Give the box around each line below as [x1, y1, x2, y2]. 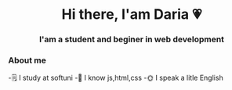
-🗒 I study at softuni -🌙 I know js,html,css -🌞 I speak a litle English [8, 73, 223, 83]
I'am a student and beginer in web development [38, 34, 225, 45]
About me [8, 55, 47, 66]
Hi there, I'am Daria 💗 [61, 5, 202, 23]
